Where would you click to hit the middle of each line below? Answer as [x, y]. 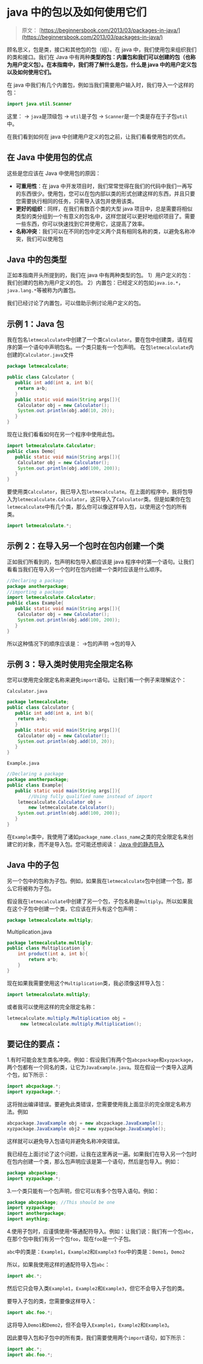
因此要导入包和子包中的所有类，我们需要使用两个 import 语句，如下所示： [97, 1337]
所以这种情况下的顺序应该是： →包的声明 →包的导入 [71, 643]
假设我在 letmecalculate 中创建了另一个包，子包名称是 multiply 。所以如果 [97, 901]
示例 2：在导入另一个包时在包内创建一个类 [86, 546]
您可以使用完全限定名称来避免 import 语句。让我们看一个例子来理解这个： [97, 680]
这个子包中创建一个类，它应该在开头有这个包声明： [75, 908]
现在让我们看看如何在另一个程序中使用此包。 [62, 434]
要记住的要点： [35, 1044]
